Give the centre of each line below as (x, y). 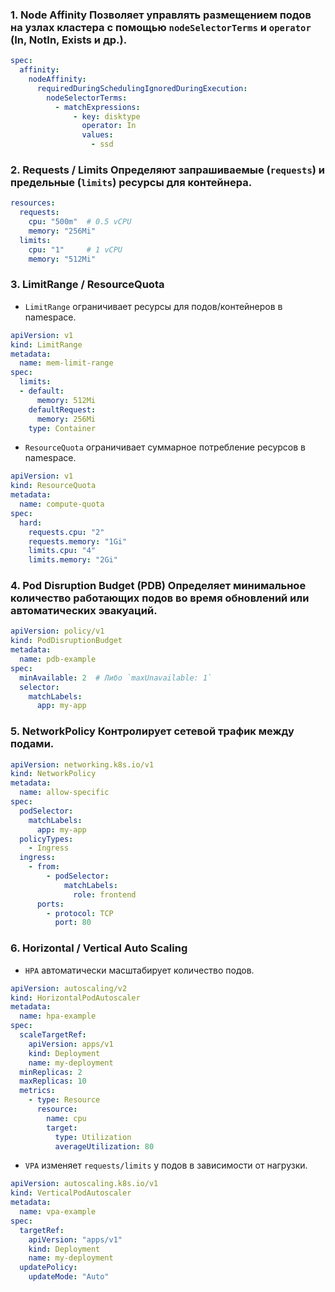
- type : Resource (64, 1100)
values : (97, 135)
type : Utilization (93, 1137)
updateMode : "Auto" (69, 1277)
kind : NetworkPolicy (53, 774)
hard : (31, 523)
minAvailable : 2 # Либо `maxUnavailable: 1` (116, 678)
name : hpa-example (58, 1016)
